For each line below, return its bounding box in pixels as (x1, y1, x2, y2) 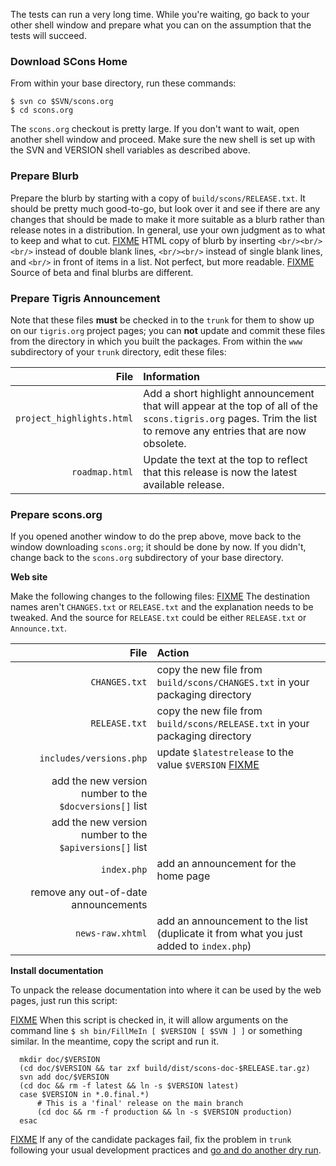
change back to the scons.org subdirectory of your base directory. (10, 552, 284, 564)
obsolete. (143, 436, 187, 450)
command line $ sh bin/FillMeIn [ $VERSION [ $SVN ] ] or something (10, 1025, 303, 1037)
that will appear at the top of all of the (143, 399, 319, 413)
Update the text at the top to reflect (143, 452, 308, 466)
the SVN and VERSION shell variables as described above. (10, 144, 251, 156)
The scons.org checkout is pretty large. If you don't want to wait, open (10, 123, 300, 135)
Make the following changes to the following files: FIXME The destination (10, 590, 310, 603)
